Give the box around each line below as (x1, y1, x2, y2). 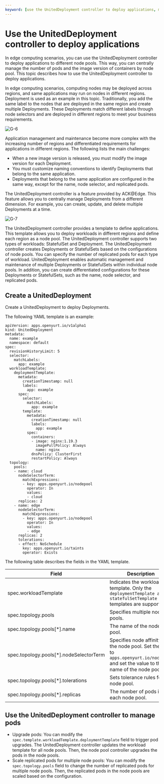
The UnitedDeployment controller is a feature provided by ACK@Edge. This (5, 190, 156, 196)
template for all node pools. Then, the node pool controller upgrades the (12, 747, 158, 753)
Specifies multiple (109, 609, 151, 616)
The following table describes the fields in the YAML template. (5, 559, 130, 565)
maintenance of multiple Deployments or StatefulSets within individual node (5, 261, 158, 267)
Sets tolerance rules (109, 674, 156, 681)
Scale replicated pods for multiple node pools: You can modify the (12, 758, 145, 763)
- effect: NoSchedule (18, 542, 62, 547)
